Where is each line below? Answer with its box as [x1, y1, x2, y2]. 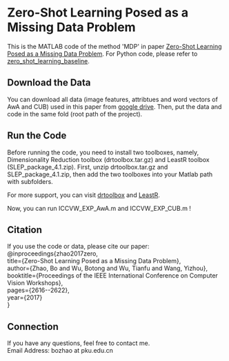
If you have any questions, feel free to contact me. [7, 339, 150, 347]
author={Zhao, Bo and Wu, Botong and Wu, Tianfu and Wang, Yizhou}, [7, 264, 208, 273]
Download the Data [7, 77, 91, 89]
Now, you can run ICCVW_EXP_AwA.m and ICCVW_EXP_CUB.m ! [7, 204, 192, 212]
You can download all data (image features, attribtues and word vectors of [7, 95, 219, 103]
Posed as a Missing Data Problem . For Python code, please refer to [7, 50, 198, 58]
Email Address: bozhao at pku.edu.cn [7, 347, 114, 355]
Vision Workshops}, [7, 279, 63, 287]
